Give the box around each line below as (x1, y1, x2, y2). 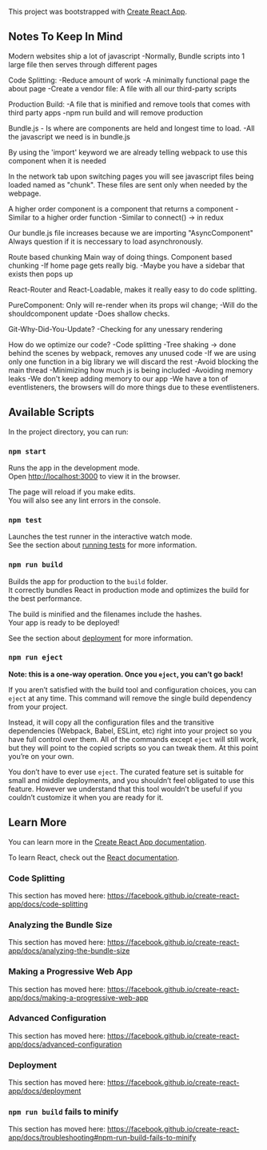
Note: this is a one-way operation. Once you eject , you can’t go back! (8, 669, 244, 679)
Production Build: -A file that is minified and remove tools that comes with (8, 99, 250, 109)
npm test (8, 515, 42, 524)
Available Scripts (8, 406, 94, 419)
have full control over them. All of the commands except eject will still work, (8, 734, 259, 744)
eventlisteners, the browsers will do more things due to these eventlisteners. (8, 382, 260, 392)
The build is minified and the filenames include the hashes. (8, 609, 202, 619)
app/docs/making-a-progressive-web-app (8, 993, 149, 1003)
